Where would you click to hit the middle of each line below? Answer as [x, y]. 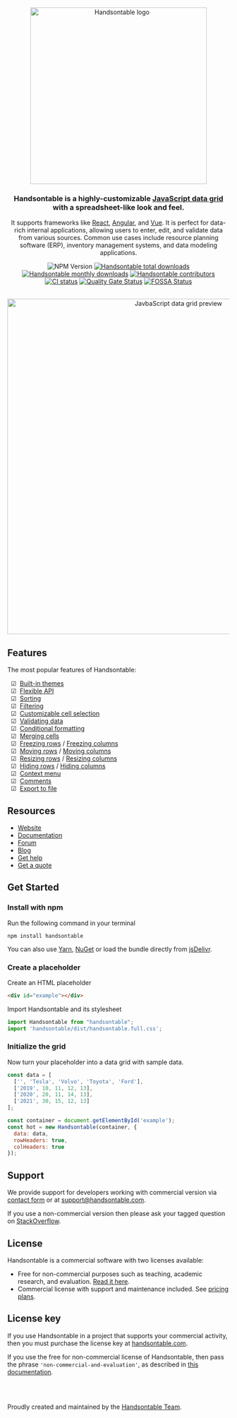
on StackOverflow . [34, 1221]
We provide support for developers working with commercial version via [112, 1193]
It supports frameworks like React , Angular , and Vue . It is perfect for [110, 223]
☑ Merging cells [35, 736]
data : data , [31, 1133]
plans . [26, 1296]
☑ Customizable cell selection [55, 714]
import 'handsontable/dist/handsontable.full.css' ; [85, 1029]
